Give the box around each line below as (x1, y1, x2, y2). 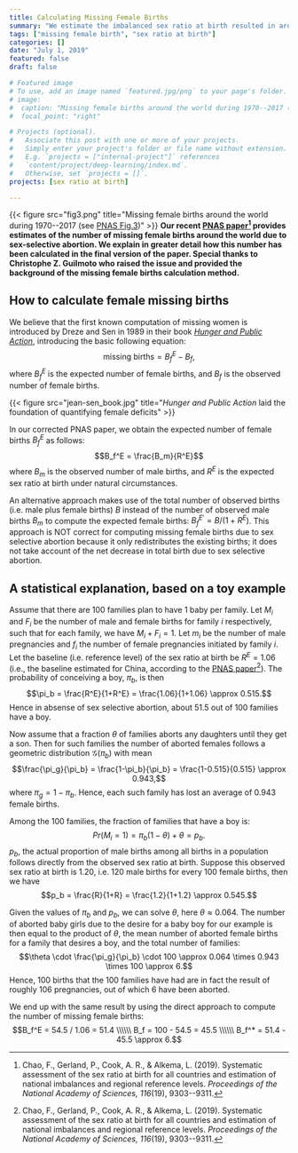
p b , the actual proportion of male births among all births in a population (9, 846, 269, 858)
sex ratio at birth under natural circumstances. (9, 477, 178, 489)
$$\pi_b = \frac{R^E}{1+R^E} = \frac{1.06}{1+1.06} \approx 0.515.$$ (26, 688, 272, 699)
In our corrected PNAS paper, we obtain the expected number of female (9, 424, 272, 434)
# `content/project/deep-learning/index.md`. (9, 161, 189, 170)
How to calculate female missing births (9, 293, 229, 308)
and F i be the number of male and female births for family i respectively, (9, 616, 272, 629)
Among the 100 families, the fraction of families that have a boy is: (9, 815, 251, 826)
